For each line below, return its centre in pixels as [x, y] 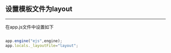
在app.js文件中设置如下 [30, 27]
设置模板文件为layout [39, 9]
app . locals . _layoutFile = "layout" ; [42, 45]
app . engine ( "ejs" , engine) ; [34, 41]
